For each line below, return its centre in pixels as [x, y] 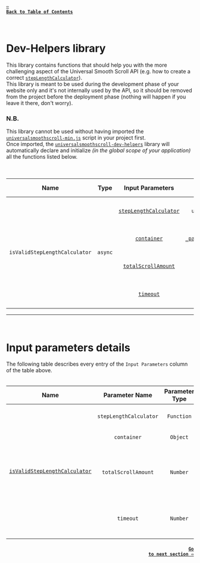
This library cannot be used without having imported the [75, 132]
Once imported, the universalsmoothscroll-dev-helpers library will [88, 144]
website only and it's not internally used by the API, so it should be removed [99, 91]
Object [179, 437]
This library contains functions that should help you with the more [87, 65]
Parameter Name [128, 395]
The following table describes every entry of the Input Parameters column [97, 364]
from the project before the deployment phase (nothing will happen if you [96, 97]
